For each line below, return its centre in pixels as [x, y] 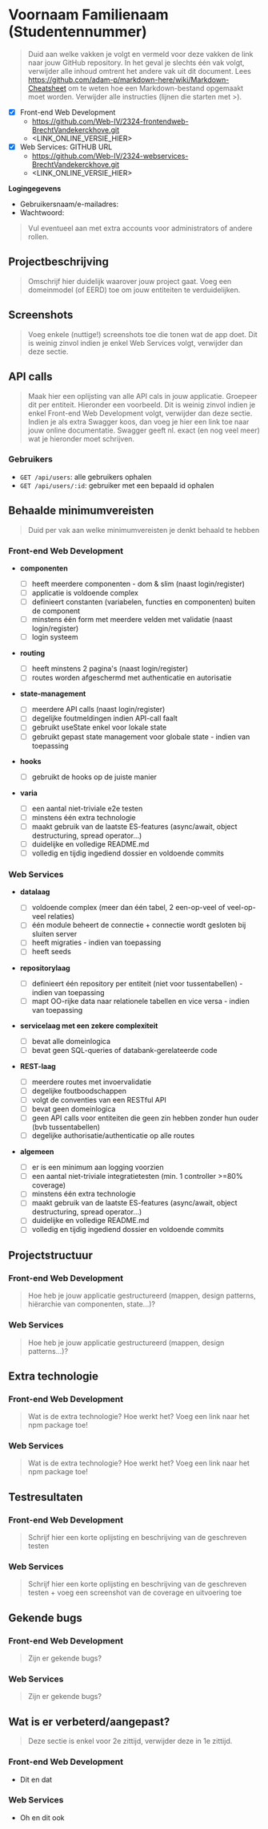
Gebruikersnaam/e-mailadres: [69, 204]
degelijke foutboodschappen [79, 1091]
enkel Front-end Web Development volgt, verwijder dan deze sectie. [140, 413]
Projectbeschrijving [59, 262]
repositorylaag [45, 968]
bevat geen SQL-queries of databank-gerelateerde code [124, 1050]
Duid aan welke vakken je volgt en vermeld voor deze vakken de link [140, 54]
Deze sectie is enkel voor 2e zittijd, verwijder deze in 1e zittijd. [130, 1741]
